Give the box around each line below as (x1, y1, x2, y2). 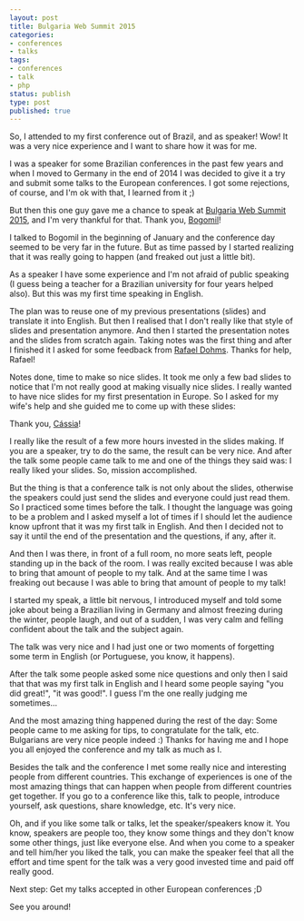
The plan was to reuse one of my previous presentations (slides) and (9, 306, 266, 317)
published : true (9, 106, 71, 115)
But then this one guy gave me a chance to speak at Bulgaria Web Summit (9, 205, 287, 216)
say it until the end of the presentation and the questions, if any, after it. (9, 530, 277, 541)
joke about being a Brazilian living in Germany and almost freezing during (9, 605, 283, 616)
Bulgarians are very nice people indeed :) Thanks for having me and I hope (9, 735, 289, 746)
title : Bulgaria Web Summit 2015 (9, 22, 136, 31)
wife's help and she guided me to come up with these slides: (9, 401, 236, 411)
